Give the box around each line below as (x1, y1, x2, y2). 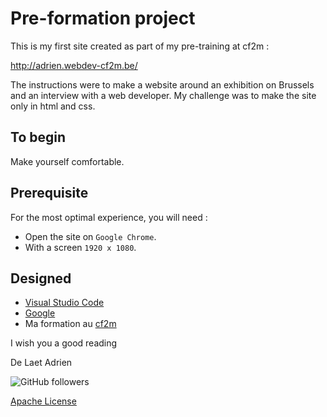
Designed (10, 270, 72, 287)
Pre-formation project (10, 7, 196, 30)
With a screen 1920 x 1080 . (24, 241, 137, 253)
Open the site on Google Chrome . (24, 230, 157, 242)
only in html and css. (10, 100, 96, 112)
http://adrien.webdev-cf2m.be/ (10, 59, 138, 71)
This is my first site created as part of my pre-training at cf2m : (10, 40, 270, 52)
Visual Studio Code (24, 297, 105, 309)
